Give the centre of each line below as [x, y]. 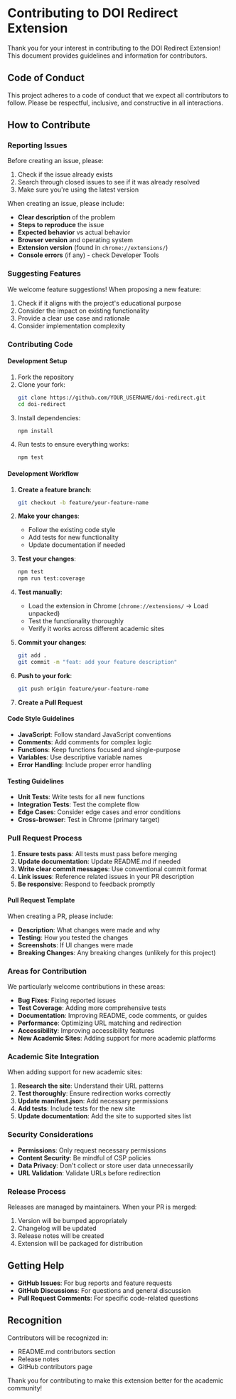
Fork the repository [46, 377]
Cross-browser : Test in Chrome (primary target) [88, 820]
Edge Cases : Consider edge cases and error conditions [99, 812]
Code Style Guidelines [41, 719]
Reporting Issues [37, 145]
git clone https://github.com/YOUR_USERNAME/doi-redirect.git [112, 397]
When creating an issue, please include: [66, 204]
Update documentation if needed [77, 545]
